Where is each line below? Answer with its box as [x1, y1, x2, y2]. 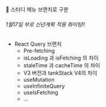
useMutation [23, 76, 55, 84]
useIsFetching [23, 89, 58, 96]
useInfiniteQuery [23, 82, 65, 90]
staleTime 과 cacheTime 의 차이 [23, 62, 101, 69]
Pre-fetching [23, 47, 55, 55]
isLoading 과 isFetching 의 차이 [23, 54, 99, 62]
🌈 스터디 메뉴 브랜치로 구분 [5, 6, 69, 13]
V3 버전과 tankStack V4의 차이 [23, 69, 98, 77]
